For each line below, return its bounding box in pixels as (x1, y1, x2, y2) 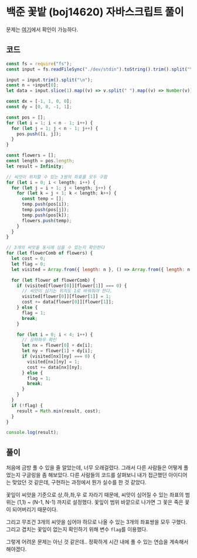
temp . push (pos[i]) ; (21, 201, 69, 208)
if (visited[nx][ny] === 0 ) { (21, 353, 96, 359)
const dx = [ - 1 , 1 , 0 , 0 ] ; (6, 98, 72, 105)
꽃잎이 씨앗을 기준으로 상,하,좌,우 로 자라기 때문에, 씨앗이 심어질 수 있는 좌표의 (6, 492, 184, 499)
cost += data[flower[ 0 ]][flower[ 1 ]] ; (21, 299, 114, 305)
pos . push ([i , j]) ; (16, 131, 62, 137)
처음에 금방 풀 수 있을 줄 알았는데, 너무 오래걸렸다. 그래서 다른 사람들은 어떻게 (6, 464, 183, 471)
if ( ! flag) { (11, 402, 43, 409)
